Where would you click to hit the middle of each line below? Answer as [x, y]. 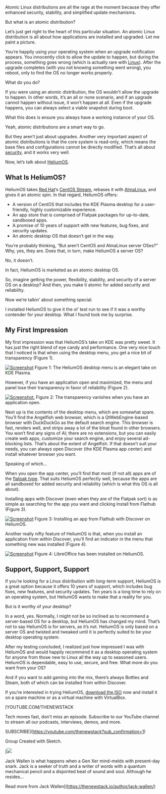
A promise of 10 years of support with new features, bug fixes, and [80, 225]
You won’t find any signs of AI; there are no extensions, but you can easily [81, 433]
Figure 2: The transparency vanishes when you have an [93, 397]
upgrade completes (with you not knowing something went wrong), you [78, 67]
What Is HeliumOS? [35, 178]
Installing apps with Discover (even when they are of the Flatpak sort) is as [81, 499]
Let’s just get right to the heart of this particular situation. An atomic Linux [80, 31]
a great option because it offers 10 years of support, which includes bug [79, 586]
